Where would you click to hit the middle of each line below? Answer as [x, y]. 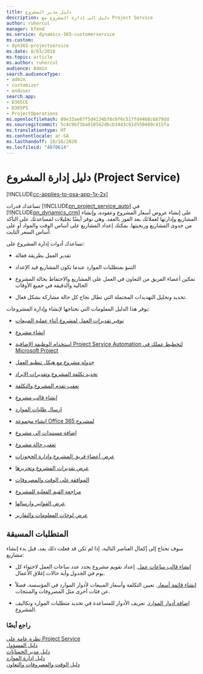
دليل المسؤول [22, 645]
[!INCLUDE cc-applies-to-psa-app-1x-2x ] [57, 194]
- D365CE [17, 102]
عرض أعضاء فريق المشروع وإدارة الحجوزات [65, 456]
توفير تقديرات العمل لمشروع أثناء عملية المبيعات [69, 320]
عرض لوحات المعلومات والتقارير [51, 515]
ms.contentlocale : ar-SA [38, 136]
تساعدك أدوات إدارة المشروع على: [45, 243]
